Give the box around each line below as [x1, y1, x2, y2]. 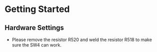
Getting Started [4, 3, 70, 15]
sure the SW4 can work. [11, 42, 62, 48]
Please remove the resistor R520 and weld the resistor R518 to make [11, 36, 153, 42]
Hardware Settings [4, 23, 64, 32]
